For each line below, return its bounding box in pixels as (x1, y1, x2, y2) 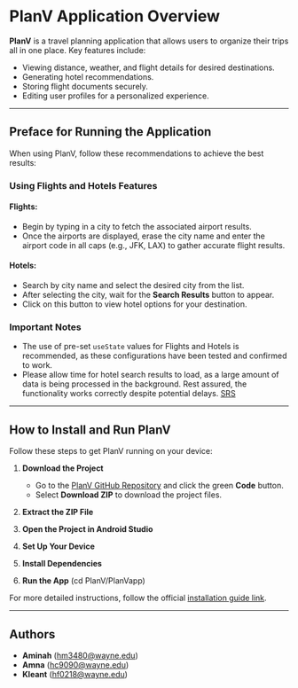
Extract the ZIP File (21, 507, 94, 518)
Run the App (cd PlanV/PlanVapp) (21, 575, 146, 586)
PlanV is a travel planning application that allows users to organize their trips (9, 35, 289, 46)
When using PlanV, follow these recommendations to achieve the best (9, 148, 264, 159)
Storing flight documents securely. (21, 81, 149, 91)
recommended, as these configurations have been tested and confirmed (21, 350, 287, 361)
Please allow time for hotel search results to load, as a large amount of (21, 370, 279, 380)
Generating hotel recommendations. (21, 71, 154, 82)
